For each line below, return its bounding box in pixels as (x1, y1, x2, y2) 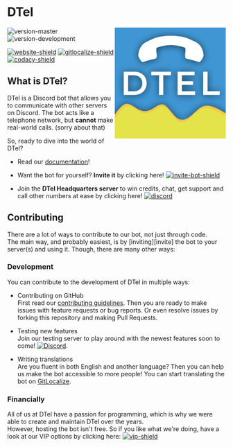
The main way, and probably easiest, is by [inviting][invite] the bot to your (7, 237, 218, 246)
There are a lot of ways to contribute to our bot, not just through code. (7, 230, 208, 238)
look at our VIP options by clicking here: (7, 432, 121, 441)
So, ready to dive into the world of (7, 137, 105, 145)
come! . (17, 341, 68, 350)
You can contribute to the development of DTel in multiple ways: (7, 278, 191, 286)
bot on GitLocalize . (17, 377, 71, 385)
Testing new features (17, 326, 78, 335)
